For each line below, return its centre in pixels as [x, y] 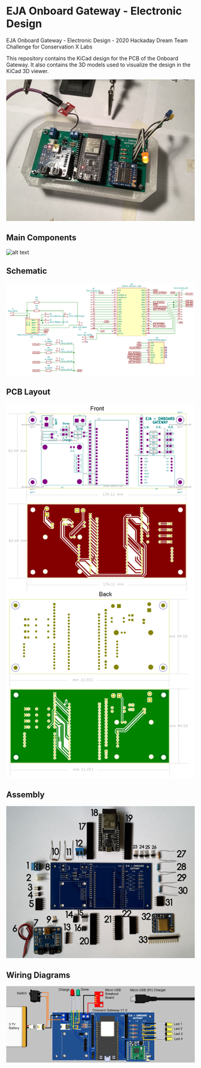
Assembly [25, 795]
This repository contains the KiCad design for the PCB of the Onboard [92, 58]
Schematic [27, 271]
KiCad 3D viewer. [28, 71]
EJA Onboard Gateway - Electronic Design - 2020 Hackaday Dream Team [97, 40]
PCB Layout [28, 391]
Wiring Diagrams [38, 975]
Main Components [41, 238]
